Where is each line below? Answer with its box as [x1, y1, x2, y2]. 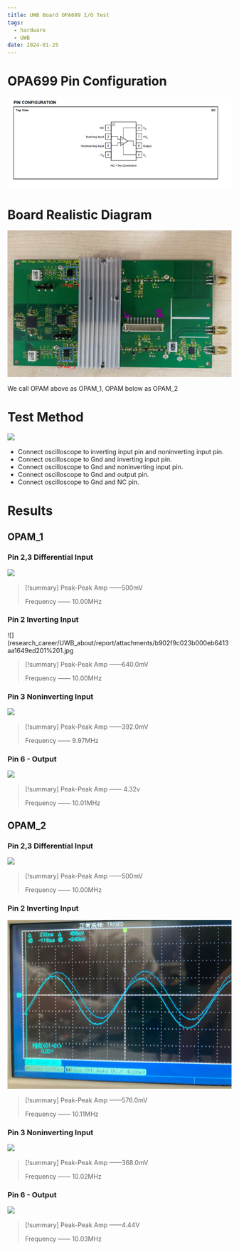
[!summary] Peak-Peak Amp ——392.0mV [24, 722, 149, 731]
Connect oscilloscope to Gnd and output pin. [17, 470, 149, 478]
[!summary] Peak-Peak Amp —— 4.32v [24, 785, 141, 794]
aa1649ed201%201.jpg [7, 646, 74, 655]
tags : [7, 19, 23, 26]
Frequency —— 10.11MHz [24, 1110, 99, 1118]
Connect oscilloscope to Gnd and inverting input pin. [17, 455, 172, 463]
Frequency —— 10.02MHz [24, 1172, 102, 1181]
